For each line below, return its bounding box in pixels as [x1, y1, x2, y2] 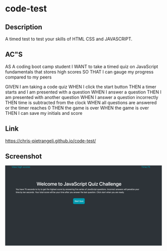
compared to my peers [5, 74, 52, 80]
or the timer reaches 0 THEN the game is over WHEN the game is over [5, 105, 149, 111]
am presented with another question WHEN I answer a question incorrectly [5, 94, 159, 100]
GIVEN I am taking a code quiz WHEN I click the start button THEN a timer [5, 84, 157, 89]
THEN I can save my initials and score [5, 110, 83, 116]
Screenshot [5, 152, 42, 161]
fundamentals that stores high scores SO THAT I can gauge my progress [5, 69, 154, 75]
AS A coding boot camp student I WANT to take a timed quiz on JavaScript [5, 63, 158, 70]
